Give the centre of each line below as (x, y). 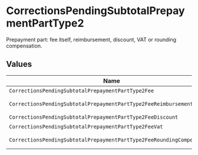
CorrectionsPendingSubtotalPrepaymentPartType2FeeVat (86, 127)
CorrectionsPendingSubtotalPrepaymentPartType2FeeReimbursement (101, 104)
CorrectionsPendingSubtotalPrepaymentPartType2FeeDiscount (94, 117)
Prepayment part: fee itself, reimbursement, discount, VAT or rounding (91, 39)
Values (19, 64)
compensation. (24, 46)
